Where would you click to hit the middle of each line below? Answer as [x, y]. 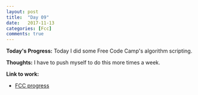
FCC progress [32, 86]
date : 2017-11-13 [30, 23]
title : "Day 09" [28, 17]
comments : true [25, 34]
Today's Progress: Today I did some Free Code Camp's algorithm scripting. [99, 51]
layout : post [22, 12]
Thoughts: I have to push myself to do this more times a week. [83, 63]
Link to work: [23, 74]
